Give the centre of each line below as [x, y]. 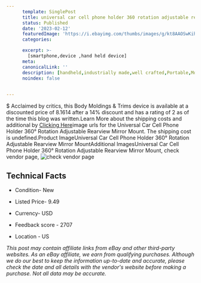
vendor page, [23, 157]
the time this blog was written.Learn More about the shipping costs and [94, 119]
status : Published [45, 23]
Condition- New [34, 190]
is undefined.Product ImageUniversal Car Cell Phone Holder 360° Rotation [98, 138]
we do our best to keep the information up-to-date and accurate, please [95, 260]
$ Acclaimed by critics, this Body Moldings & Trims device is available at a [97, 106]
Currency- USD [34, 213]
